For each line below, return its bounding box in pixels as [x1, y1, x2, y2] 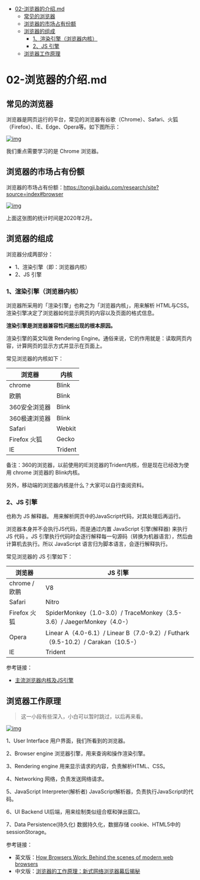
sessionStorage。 [6, 829, 50, 836]
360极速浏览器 [9, 414, 51, 423]
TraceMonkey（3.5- [124, 609, 182, 617]
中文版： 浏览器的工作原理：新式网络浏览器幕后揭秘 [14, 867, 140, 875]
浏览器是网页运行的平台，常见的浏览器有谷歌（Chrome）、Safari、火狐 [6, 116, 179, 123]
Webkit [56, 424, 76, 432]
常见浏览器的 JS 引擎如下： [6, 553, 73, 560]
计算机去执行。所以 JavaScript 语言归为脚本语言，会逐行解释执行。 [6, 540, 171, 548]
